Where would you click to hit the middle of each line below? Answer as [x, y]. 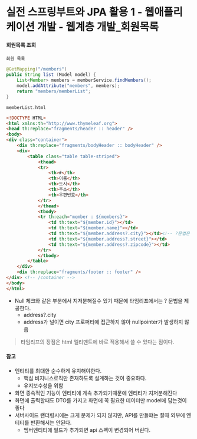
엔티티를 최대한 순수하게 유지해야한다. [58, 370]
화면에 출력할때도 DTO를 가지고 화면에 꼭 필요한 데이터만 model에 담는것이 [101, 400]
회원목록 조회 [21, 44]
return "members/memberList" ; [54, 91]
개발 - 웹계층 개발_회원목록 [98, 27]
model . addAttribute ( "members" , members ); [68, 86]
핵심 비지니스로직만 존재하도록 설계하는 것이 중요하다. [85, 378]
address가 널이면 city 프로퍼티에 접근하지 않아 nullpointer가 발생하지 [103, 322]
